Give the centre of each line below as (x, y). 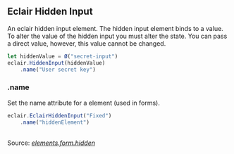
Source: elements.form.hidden (51, 143)
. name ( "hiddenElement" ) (55, 122)
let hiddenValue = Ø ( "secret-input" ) (63, 56)
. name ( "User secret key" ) (58, 70)
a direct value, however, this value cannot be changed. (87, 43)
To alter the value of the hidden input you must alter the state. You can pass (117, 36)
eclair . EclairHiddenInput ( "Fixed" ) (60, 115)
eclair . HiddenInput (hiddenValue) (56, 63)
